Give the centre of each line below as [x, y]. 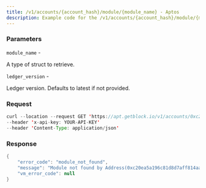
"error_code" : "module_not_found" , [63, 162]
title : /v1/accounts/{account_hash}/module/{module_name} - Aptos [93, 12]
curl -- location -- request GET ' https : [57, 117]
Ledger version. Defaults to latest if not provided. [68, 88]
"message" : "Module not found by [60, 168]
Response [21, 143]
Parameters [24, 39]
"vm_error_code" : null [46, 173]
